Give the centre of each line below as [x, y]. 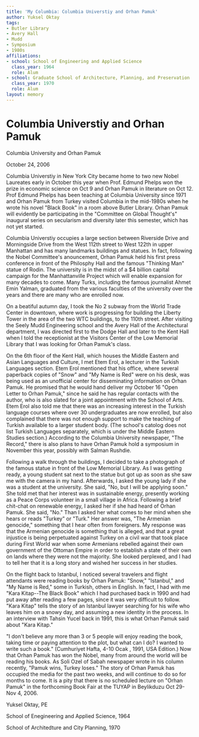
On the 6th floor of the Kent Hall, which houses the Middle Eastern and [93, 355]
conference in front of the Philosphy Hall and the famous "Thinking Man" [95, 263]
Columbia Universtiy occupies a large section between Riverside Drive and [97, 238]
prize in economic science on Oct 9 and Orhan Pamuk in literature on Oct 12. [100, 188]
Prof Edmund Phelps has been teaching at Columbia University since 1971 [96, 195]
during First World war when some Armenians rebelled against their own [95, 543]
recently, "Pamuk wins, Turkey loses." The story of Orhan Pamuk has [91, 668]
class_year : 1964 [33, 67]
